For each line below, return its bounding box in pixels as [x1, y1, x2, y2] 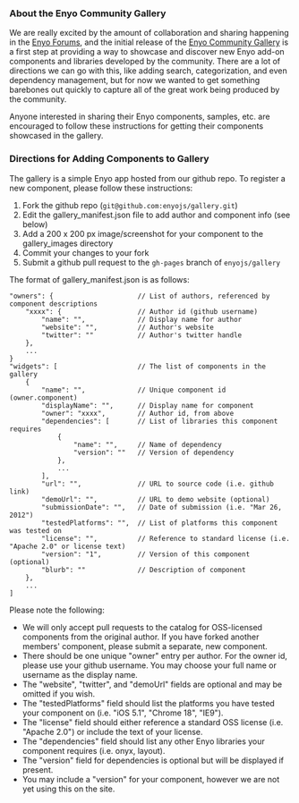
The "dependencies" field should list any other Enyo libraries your [21, 736, 266, 747]
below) [21, 218, 48, 230]
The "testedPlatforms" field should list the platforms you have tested [21, 697, 275, 708]
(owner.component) [9, 393, 78, 402]
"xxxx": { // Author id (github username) [25, 307, 258, 316]
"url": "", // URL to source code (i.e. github [41, 479, 275, 488]
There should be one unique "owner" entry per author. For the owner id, [21, 650, 288, 661]
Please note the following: [9, 604, 105, 615]
